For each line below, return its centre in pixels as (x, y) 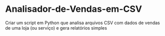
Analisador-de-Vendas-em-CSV (74, 9)
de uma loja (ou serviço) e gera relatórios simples (56, 28)
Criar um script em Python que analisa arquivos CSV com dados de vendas (82, 23)
